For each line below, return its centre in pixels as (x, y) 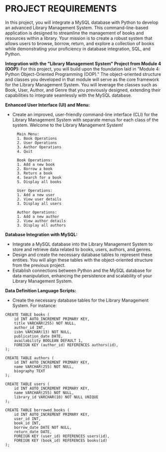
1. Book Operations (37, 138)
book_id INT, (28, 423)
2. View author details (41, 221)
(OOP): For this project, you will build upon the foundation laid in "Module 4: (83, 69)
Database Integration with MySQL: (41, 234)
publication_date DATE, (39, 336)
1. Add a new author (38, 216)
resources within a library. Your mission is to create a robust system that (79, 38)
